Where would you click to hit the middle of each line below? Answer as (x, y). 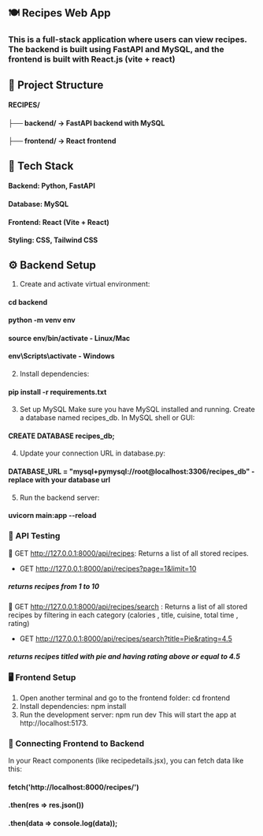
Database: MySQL (39, 204)
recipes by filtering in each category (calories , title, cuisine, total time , (123, 615)
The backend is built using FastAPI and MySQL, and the (116, 50)
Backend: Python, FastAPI (52, 186)
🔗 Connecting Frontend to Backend (76, 743)
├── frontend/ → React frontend (62, 141)
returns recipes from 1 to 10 (54, 587)
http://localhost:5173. (54, 723)
